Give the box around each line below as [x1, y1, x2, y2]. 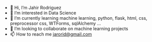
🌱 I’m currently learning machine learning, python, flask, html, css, [10, 15, 147, 21]
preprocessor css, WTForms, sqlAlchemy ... [10, 20, 101, 26]
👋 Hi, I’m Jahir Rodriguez [10, 5, 61, 10]
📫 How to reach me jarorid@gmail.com [10, 31, 92, 37]
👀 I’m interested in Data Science [10, 10, 77, 16]
